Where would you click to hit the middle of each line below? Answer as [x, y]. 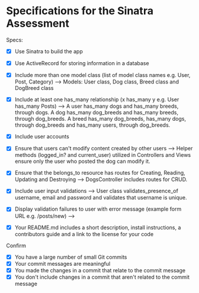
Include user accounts [42, 137]
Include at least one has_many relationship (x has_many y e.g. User [97, 99]
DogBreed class [34, 88]
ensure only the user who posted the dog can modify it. [82, 162]
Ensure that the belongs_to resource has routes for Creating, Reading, [100, 173]
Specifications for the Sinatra [80, 11]
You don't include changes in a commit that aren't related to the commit [102, 277]
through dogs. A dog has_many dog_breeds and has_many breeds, [97, 112]
